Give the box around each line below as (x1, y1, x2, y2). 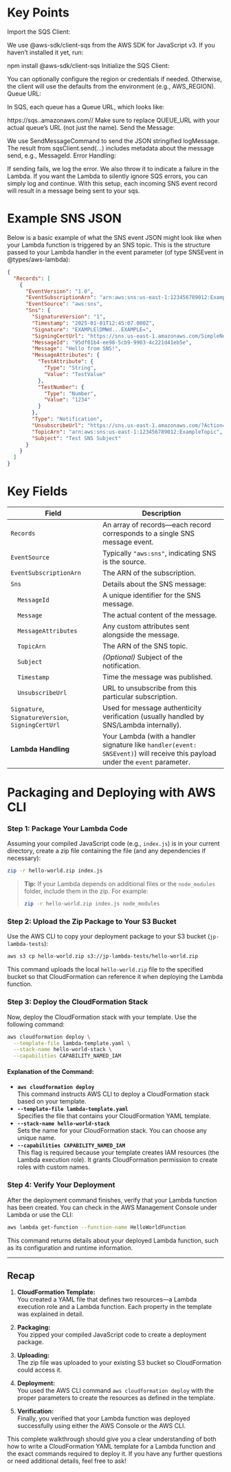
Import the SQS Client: (7, 28, 71, 36)
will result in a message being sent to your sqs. (7, 186, 140, 195)
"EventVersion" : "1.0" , (25, 287, 94, 295)
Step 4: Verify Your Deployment (7, 1180, 115, 1190)
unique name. (16, 1134, 56, 1142)
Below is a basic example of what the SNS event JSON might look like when (7, 233, 222, 241)
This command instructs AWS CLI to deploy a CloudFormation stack (16, 1090, 210, 1098)
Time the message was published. (102, 672, 213, 681)
